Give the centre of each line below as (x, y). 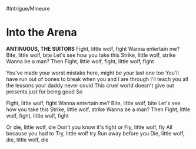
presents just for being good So (44, 92)
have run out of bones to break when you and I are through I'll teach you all (97, 79)
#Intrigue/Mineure (28, 9)
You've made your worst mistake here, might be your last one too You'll (93, 73)
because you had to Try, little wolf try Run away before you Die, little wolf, (95, 133)
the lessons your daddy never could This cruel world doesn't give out (90, 85)
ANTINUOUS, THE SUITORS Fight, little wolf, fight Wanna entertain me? (93, 48)
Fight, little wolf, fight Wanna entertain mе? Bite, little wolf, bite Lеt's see (93, 103)
